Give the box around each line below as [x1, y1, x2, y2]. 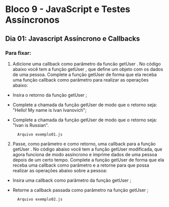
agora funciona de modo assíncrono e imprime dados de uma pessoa [12, 151, 157, 157]
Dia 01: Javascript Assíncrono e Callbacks [5, 34, 140, 43]
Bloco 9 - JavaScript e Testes [5, 4, 130, 15]
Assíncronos [5, 14, 60, 26]
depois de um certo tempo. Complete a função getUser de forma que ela [12, 157, 164, 163]
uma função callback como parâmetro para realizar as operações [12, 77, 149, 83]
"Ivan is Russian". [12, 122, 49, 128]
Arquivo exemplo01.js [17, 132, 63, 137]
